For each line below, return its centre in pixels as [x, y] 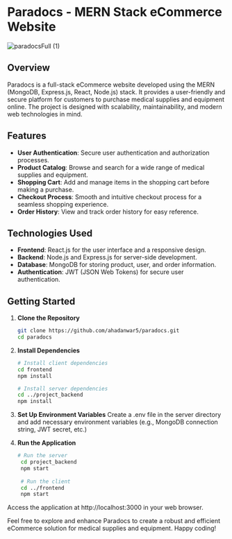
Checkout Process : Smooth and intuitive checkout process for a [109, 197]
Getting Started [41, 301]
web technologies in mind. [45, 114]
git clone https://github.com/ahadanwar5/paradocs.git [98, 331]
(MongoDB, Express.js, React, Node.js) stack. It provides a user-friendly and [116, 92]
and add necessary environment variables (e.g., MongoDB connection [118, 422]
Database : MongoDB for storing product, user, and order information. [117, 265]
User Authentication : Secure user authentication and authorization [113, 153]
